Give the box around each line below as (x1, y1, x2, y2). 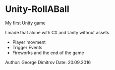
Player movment (12, 39, 46, 45)
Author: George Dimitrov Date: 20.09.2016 (5, 59, 91, 65)
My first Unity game (5, 20, 46, 26)
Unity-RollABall (5, 3, 69, 15)
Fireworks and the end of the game (12, 50, 84, 56)
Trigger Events (12, 44, 43, 50)
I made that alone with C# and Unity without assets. (5, 29, 111, 35)
